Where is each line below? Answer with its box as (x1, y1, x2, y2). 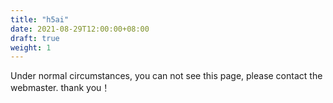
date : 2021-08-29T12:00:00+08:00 (10, 24, 150, 34)
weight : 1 (10, 42, 52, 53)
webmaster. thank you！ (10, 82, 111, 94)
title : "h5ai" (10, 14, 70, 25)
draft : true (10, 33, 60, 43)
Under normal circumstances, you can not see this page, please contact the (10, 70, 323, 82)
